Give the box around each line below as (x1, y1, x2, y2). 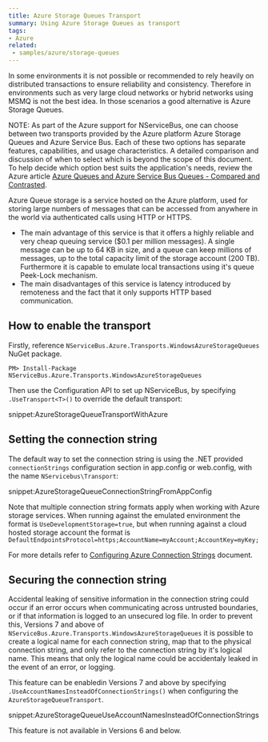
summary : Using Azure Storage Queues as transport (8, 19, 181, 27)
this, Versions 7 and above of (8, 620, 105, 629)
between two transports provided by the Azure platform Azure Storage (8, 129, 242, 138)
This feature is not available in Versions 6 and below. (8, 726, 182, 736)
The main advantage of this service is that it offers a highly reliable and (19, 228, 254, 237)
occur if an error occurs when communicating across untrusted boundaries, (8, 603, 258, 612)
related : (8, 42, 38, 50)
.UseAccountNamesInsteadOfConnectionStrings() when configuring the (8, 686, 238, 696)
